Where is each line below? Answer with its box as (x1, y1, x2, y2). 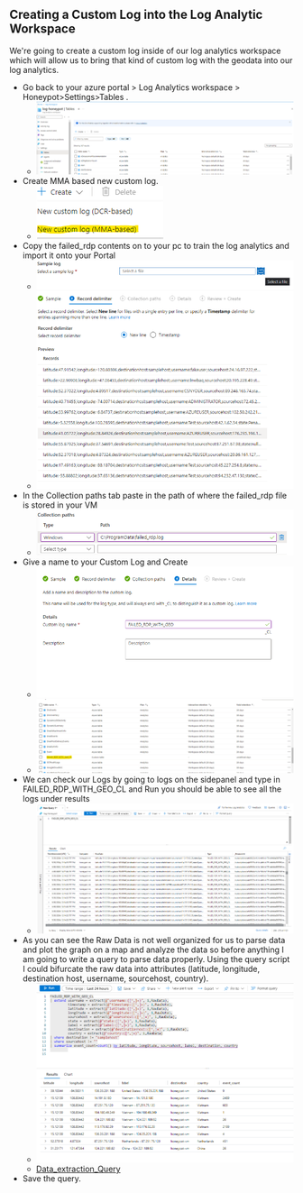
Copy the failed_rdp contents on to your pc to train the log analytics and (22, 241, 290, 252)
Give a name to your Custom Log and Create (22, 556, 188, 567)
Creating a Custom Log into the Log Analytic (9, 7, 263, 23)
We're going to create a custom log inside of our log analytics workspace (9, 45, 281, 56)
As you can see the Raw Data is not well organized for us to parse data (22, 935, 286, 946)
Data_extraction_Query (35, 1163, 121, 1175)
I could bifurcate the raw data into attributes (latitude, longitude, (22, 964, 261, 975)
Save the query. (22, 1173, 81, 1184)
